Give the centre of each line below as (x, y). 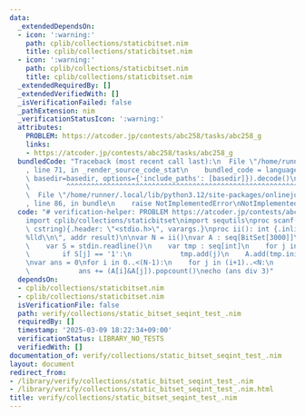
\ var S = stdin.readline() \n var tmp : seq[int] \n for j (156, 246)
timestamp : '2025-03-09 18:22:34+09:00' (95, 331)
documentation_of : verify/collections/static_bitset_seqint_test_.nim (146, 355)
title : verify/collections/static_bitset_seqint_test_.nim (123, 398)
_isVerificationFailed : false (74, 102)
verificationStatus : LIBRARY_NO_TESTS (91, 339)
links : (38, 144)
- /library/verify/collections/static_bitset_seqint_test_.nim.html (142, 390)
